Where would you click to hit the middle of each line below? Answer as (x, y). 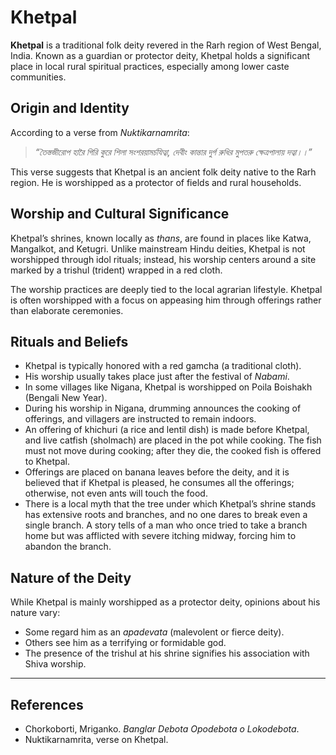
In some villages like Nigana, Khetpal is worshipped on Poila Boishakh (168, 387)
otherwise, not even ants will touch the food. (116, 493)
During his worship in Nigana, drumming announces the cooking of (163, 408)
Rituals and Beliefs (69, 341)
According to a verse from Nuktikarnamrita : (100, 132)
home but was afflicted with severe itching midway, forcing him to (160, 536)
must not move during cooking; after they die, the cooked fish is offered (173, 451)
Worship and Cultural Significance (120, 214)
